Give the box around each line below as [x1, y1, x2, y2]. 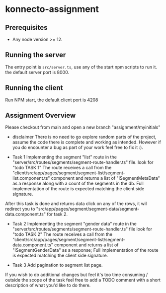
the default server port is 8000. [5, 69, 70, 75]
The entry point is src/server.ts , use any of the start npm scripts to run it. [5, 64, 158, 70]
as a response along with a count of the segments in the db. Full [12, 180, 144, 187]
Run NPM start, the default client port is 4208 [5, 97, 98, 103]
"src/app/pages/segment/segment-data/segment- [36, 206, 140, 212]
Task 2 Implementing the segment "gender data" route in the [12, 221, 137, 227]
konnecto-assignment [5, 3, 99, 15]
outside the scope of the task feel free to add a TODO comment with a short [5, 277, 161, 283]
